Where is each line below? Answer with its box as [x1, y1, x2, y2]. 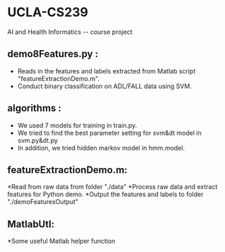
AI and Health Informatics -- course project [7, 28, 133, 36]
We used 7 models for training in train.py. [17, 121, 138, 129]
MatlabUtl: [7, 218, 55, 230]
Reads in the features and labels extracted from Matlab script [17, 66, 196, 75]
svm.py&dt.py [17, 136, 59, 145]
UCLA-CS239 [7, 4, 89, 20]
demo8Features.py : [7, 48, 99, 60]
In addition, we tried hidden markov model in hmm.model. [17, 143, 186, 152]
